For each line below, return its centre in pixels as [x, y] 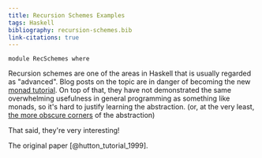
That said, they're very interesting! [64, 130]
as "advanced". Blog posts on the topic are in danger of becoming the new [129, 82]
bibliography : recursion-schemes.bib [70, 30]
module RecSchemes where [49, 59]
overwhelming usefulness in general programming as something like [119, 98]
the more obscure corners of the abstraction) [82, 116]
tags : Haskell [32, 23]
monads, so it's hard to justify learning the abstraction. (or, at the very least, [131, 107]
